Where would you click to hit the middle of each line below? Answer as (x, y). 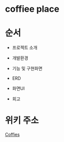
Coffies (12, 135)
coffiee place (32, 9)
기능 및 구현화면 (27, 69)
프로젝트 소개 (25, 48)
